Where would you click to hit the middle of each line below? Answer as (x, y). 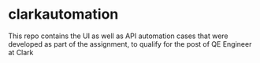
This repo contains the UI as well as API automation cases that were (118, 36)
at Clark (21, 52)
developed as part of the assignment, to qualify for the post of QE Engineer (130, 44)
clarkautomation (63, 14)
